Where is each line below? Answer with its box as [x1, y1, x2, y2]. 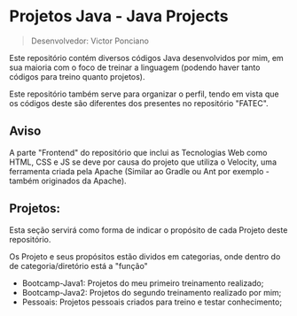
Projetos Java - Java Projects [9, 6, 229, 27]
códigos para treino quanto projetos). [9, 71, 145, 81]
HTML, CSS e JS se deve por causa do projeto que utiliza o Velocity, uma [9, 157, 277, 167]
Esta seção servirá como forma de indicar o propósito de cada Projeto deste [9, 224, 288, 235]
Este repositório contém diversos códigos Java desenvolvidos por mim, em [9, 52, 284, 63]
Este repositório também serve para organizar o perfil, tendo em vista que [9, 89, 279, 99]
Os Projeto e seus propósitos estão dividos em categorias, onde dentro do [9, 250, 281, 262]
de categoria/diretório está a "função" [9, 260, 148, 271]
